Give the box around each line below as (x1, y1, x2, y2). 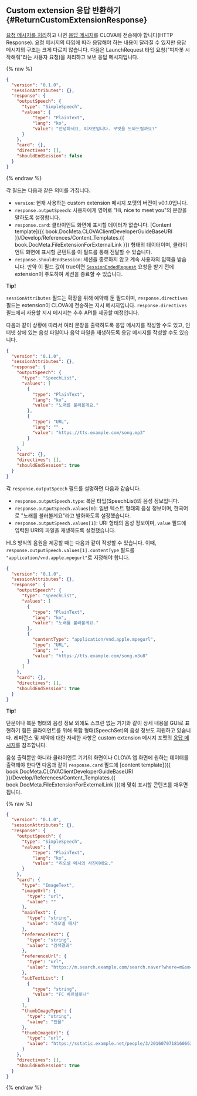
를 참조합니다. (15, 741, 47, 748)
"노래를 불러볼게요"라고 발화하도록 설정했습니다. (21, 512, 131, 519)
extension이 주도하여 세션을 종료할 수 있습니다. (14, 270, 123, 277)
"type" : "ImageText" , (21, 882, 75, 888)
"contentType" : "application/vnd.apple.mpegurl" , (32, 637, 157, 643)
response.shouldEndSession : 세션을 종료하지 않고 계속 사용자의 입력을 (14, 255, 176, 263)
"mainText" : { (21, 910, 57, 916)
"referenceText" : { (21, 932, 69, 937)
